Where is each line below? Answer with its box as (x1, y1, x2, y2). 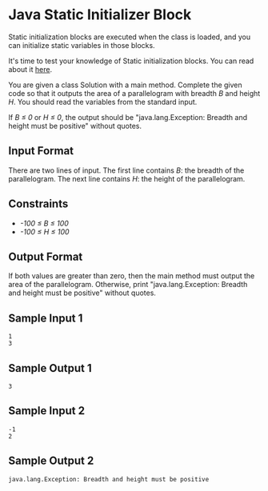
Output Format (8, 249, 83, 263)
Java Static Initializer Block (8, 6, 192, 24)
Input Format (8, 144, 74, 158)
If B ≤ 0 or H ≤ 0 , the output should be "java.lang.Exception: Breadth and (8, 112, 248, 122)
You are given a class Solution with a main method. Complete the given (8, 80, 242, 90)
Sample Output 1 (8, 361, 92, 375)
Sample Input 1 (8, 311, 83, 325)
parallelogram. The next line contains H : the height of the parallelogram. (8, 174, 246, 183)
